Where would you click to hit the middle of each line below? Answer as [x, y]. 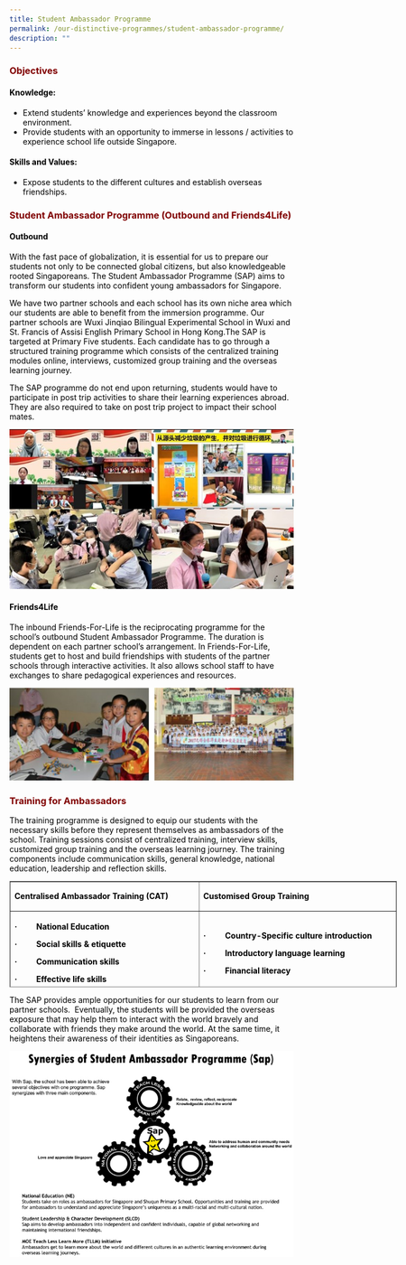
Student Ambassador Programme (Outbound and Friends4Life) [150, 215]
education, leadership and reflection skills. [88, 868]
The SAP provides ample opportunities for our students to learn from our [144, 1000]
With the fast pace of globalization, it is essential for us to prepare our [139, 257]
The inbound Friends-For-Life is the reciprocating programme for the [137, 627]
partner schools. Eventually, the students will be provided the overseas [142, 1010]
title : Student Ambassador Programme [80, 19]
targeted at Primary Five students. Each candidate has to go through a [140, 341]
